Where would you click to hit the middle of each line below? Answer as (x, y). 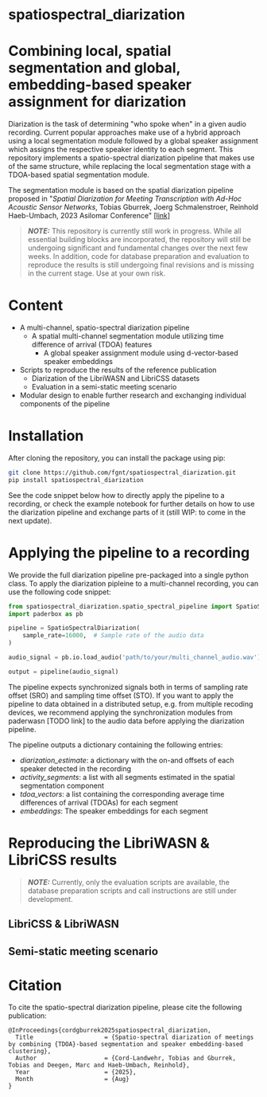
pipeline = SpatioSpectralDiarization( (74, 628)
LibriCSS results (63, 860)
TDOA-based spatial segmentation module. (79, 175)
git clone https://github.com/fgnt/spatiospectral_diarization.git (122, 472)
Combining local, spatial (90, 51)
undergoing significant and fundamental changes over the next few (138, 248)
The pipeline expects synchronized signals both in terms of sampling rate (128, 687)
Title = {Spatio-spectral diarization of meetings (135, 1037)
